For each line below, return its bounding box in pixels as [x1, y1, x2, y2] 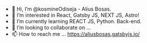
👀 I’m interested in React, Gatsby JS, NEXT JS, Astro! [11, 12, 139, 19]
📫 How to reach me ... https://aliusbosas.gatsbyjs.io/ [11, 31, 140, 37]
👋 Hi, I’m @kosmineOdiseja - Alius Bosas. [11, 6, 111, 12]
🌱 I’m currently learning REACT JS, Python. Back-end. [11, 18, 142, 24]
